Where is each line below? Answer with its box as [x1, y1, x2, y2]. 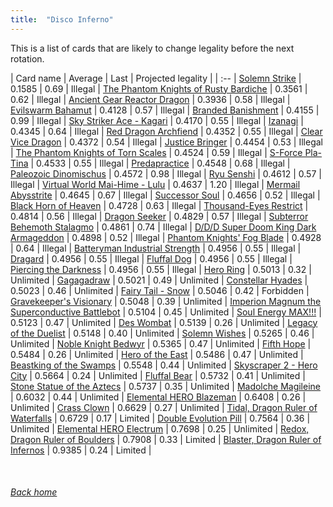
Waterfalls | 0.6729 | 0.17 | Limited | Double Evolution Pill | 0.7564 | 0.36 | [10, 412, 311, 424]
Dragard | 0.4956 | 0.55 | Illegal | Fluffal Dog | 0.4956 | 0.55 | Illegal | [10, 252, 293, 265]
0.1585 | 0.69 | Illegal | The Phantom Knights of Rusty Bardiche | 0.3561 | [10, 82, 308, 95]
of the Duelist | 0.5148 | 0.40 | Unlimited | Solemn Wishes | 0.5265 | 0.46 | [10, 327, 315, 339]
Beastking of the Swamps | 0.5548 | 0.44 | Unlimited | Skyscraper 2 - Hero [10, 359, 318, 371]
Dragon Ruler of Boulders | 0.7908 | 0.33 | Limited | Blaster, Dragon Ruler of [10, 433, 322, 445]
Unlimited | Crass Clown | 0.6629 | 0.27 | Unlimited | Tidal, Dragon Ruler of [10, 401, 318, 413]
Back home [10, 486, 58, 498]
